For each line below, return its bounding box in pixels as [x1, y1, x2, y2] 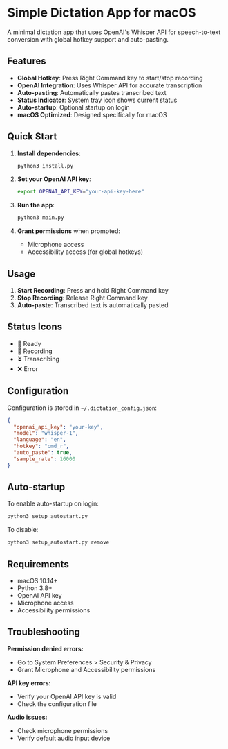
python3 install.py [17, 162, 74, 169]
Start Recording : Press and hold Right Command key [17, 286, 169, 294]
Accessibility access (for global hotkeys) [27, 248, 144, 256]
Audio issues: [7, 713, 48, 721]
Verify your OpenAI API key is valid [17, 692, 117, 700]
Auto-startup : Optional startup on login [17, 103, 130, 112]
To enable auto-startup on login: [7, 499, 99, 508]
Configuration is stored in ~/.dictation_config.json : [7, 404, 158, 412]
